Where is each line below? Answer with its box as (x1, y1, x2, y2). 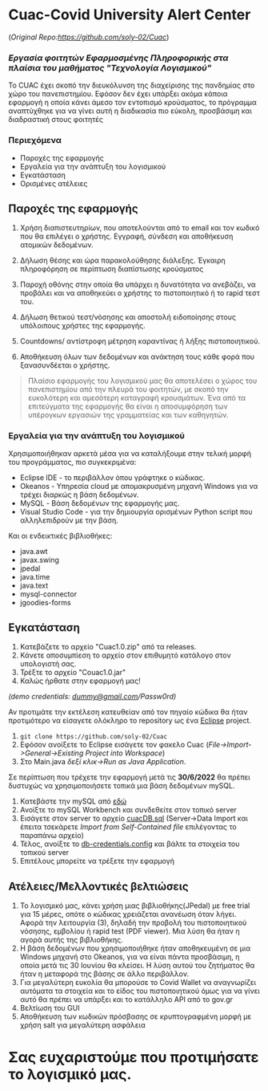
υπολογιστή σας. (19, 659, 77, 669)
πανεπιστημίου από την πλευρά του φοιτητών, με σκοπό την (27, 385, 229, 394)
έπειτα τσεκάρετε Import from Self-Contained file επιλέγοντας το (19, 822, 238, 832)
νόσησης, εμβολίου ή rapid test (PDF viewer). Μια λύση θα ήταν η (19, 926, 240, 936)
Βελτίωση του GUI (19, 1003, 80, 1013)
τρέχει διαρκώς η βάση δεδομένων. (19, 490, 139, 499)
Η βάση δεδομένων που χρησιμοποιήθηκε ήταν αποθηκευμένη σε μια (19, 943, 251, 953)
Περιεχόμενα (8, 135, 62, 146)
